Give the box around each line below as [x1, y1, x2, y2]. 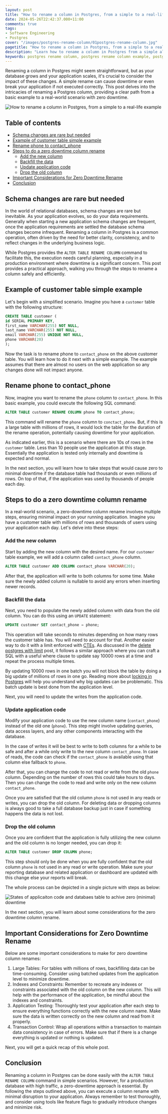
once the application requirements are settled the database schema [5, 224, 144, 230]
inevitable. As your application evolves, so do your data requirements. [5, 213, 149, 219]
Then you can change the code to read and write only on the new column [5, 780, 156, 786]
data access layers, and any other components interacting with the [5, 728, 142, 734]
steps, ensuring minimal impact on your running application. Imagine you [5, 514, 155, 520]
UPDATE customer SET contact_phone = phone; [5, 622, 99, 627]
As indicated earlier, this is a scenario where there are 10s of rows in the [5, 439, 153, 445]
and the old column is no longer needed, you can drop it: [5, 840, 122, 846]
